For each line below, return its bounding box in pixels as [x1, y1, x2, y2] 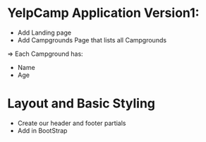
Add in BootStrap [17, 126, 68, 135]
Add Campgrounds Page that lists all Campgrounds [17, 35, 167, 44]
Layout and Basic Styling [7, 95, 156, 112]
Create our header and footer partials [17, 119, 126, 127]
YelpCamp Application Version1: [7, 5, 200, 21]
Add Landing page [17, 28, 72, 37]
